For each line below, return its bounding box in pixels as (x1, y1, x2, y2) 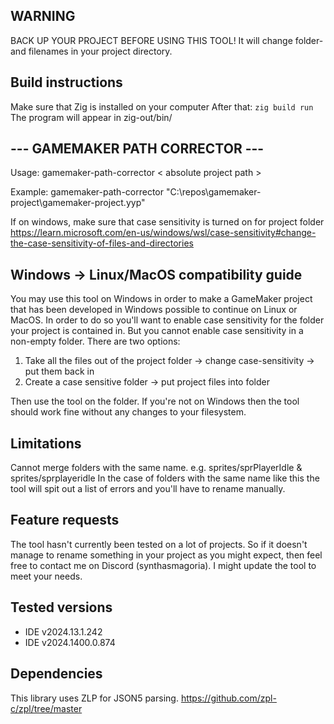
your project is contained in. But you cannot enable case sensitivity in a (10, 325, 304, 337)
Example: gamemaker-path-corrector (10, 186, 165, 198)
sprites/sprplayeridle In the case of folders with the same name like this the (10, 472, 320, 484)
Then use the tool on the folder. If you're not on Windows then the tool (10, 395, 300, 408)
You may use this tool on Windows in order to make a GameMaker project (10, 293, 313, 305)
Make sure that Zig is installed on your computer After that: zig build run (10, 100, 314, 113)
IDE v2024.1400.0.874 (24, 636, 116, 648)
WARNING (10, 8, 76, 25)
